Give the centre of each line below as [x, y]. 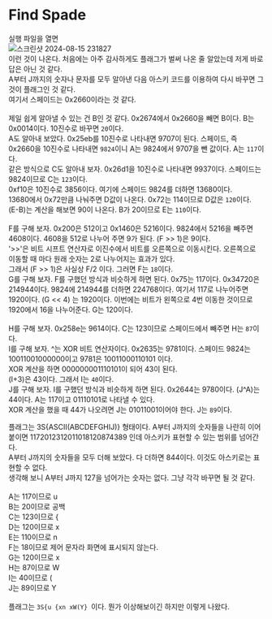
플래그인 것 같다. [49, 89]
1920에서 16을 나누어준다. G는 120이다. [71, 309]
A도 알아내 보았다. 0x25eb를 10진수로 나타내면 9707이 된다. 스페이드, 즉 [123, 138]
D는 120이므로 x [34, 526]
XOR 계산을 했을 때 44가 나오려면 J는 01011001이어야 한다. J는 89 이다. [121, 409]
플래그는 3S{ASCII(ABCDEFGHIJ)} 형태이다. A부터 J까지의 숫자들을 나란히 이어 [135, 426]
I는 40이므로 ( [30, 578]
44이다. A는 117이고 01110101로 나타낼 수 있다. [82, 399]
